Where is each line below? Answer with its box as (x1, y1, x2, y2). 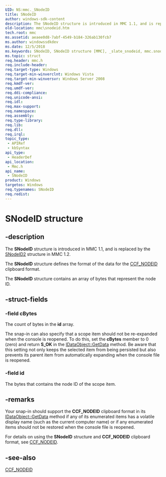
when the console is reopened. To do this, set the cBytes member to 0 (5, 336, 149, 342)
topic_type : (5, 136, 30, 141)
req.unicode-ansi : (5, 95, 43, 100)
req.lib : (5, 122, 23, 127)
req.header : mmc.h (5, 58, 43, 63)
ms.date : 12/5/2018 (5, 44, 45, 49)
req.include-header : (5, 62, 48, 67)
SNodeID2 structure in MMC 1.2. (5, 251, 71, 257)
